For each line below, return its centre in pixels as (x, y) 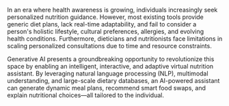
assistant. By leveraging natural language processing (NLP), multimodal (108, 73)
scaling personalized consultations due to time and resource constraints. (109, 46)
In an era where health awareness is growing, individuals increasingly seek (112, 10)
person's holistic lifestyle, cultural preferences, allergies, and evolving (106, 31)
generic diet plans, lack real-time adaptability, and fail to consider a (102, 24)
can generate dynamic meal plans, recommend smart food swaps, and (107, 88)
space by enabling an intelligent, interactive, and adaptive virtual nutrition (110, 66)
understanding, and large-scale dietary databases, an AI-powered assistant (113, 81)
